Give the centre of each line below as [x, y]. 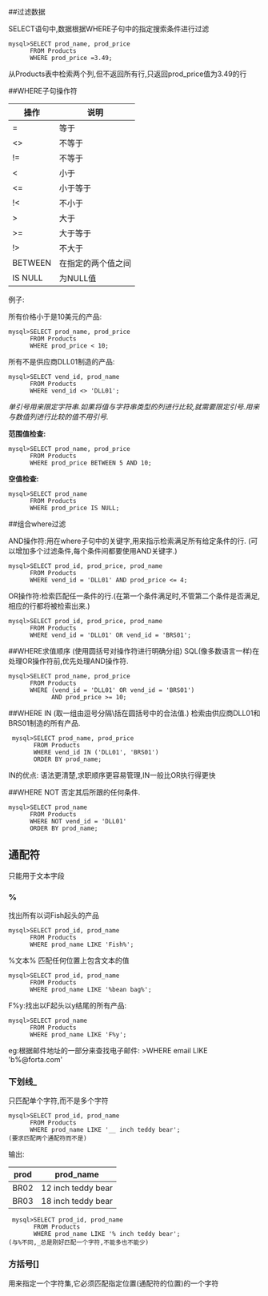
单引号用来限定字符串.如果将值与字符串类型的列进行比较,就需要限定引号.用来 [134, 407]
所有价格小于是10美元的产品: [55, 316]
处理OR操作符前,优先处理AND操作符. [69, 661]
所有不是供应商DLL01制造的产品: [62, 362]
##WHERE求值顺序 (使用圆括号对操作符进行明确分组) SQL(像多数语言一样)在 [134, 651]
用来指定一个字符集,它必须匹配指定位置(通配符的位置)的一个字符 [114, 1283]
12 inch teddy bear [77, 1188]
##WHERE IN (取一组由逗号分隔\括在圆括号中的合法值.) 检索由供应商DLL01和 [134, 713]
